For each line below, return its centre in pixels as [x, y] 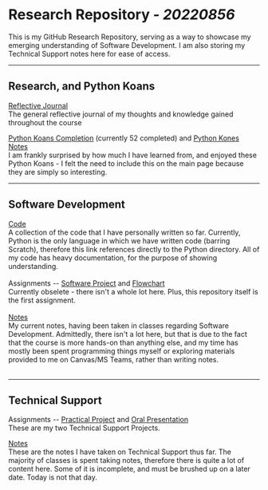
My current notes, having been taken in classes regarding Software [119, 326]
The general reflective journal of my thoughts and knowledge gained [121, 114]
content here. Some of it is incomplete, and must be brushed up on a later [130, 469]
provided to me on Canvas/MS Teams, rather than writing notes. [114, 359]
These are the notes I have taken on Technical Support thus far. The [120, 452]
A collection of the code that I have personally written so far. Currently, [124, 232]
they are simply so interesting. [58, 172]
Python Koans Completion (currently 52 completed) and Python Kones [124, 138]
